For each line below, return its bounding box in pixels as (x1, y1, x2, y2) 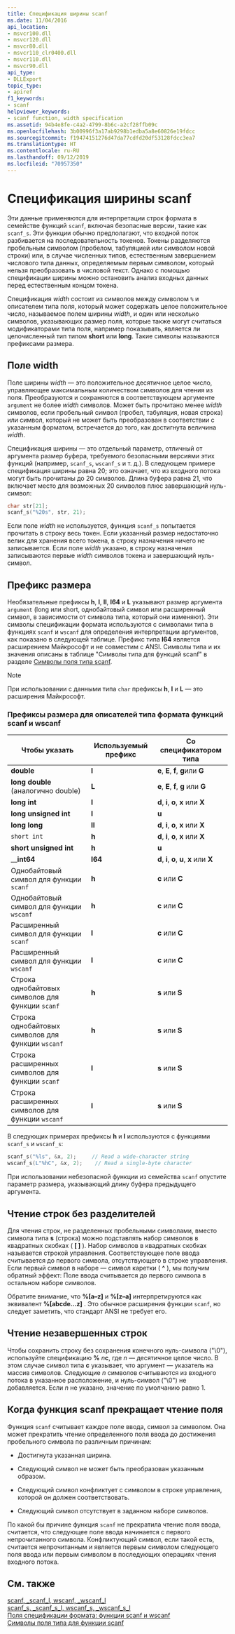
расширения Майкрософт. (7, 692, 86, 700)
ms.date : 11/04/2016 (7, 17, 68, 24)
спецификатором (159, 745, 222, 755)
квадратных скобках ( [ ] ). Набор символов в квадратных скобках (7, 1241, 207, 1249)
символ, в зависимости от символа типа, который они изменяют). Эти (7, 613, 219, 621)
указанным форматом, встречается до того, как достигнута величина (7, 423, 217, 432)
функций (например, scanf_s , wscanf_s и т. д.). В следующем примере (7, 459, 215, 467)
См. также (7, 1577, 56, 1590)
